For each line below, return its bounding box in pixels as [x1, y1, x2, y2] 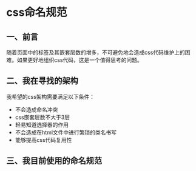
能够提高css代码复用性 [15, 136, 72, 143]
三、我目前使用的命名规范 [6, 156, 102, 166]
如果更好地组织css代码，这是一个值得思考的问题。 [16, 56, 143, 64]
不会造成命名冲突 [15, 106, 58, 113]
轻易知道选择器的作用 [15, 121, 69, 128]
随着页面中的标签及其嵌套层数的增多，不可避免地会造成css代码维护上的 [6, 49, 185, 56]
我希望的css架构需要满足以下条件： [6, 93, 95, 100]
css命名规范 [6, 5, 67, 19]
